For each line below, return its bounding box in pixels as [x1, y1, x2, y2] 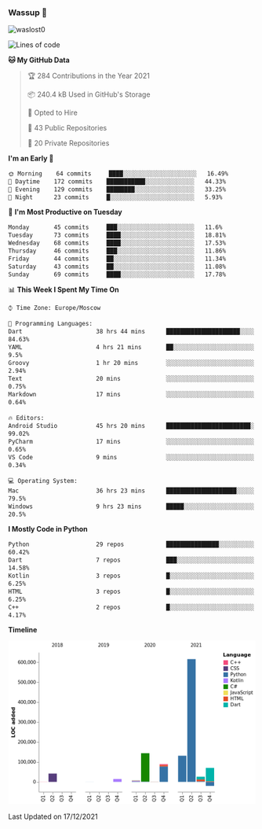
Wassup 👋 [8, 7, 47, 18]
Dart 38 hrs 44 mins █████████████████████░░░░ [8, 328, 255, 336]
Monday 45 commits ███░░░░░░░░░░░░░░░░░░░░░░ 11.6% [8, 223, 223, 231]
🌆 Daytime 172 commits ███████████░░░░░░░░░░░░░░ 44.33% [8, 178, 226, 186]
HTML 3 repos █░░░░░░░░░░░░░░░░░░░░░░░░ [8, 588, 255, 596]
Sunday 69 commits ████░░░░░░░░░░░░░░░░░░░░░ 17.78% [8, 271, 226, 278]
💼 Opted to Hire [27, 108, 78, 117]
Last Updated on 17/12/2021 [8, 812, 98, 821]
